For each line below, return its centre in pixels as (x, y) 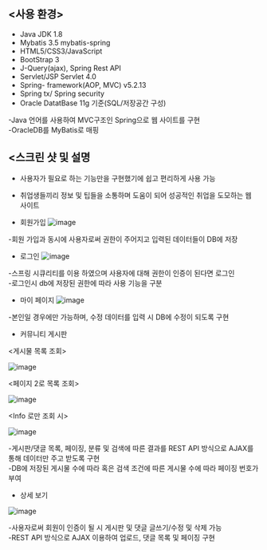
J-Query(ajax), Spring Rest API (71, 68)
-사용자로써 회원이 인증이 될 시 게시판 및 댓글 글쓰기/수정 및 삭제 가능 (115, 527)
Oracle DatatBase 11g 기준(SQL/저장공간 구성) (93, 103)
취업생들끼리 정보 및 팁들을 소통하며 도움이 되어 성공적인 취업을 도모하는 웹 (136, 195)
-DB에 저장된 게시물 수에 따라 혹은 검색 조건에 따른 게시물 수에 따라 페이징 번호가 (133, 468)
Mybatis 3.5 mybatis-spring (65, 42)
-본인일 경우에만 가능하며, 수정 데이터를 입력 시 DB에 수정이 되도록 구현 (119, 317)
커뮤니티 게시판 (43, 334)
